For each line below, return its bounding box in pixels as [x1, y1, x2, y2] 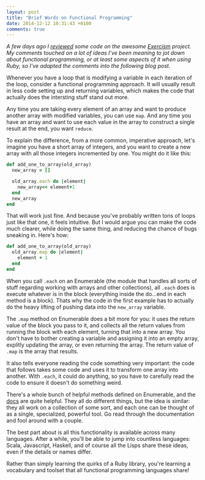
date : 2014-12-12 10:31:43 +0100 [6, 20, 92, 26]
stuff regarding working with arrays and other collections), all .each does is [6, 284, 195, 291]
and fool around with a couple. [6, 416, 84, 424]
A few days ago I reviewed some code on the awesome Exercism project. [6, 43, 192, 50]
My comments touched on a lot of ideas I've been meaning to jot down [6, 50, 185, 57]
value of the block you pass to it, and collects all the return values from [6, 322, 185, 329]
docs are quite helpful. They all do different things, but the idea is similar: [6, 397, 190, 404]
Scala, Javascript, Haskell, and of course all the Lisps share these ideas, [6, 441, 188, 449]
